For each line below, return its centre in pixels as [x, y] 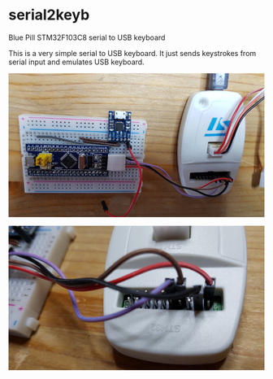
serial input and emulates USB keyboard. [76, 62]
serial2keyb [49, 15]
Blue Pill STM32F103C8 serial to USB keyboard [87, 37]
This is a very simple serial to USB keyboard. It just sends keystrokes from [132, 53]
